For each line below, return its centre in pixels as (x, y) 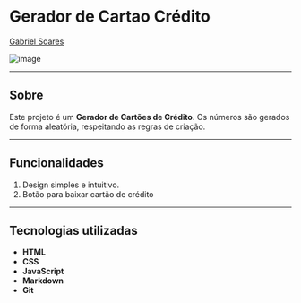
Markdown (43, 281)
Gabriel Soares (37, 41)
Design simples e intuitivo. (71, 185)
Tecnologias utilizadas (73, 230)
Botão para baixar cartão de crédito (88, 194)
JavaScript (43, 272)
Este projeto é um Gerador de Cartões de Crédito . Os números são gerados (150, 117)
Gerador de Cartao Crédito (110, 17)
